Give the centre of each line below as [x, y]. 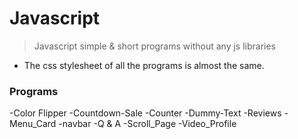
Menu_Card [33, 124]
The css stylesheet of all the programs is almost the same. [144, 65]
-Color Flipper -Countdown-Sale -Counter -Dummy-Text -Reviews [145, 113]
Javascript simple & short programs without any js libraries [155, 46]
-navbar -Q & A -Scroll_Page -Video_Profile [147, 124]
